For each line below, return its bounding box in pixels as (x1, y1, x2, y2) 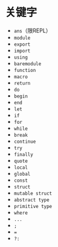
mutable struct (13, 190, 53, 196)
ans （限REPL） (13, 27, 51, 34)
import (13, 48, 31, 54)
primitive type (13, 203, 53, 209)
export (13, 41, 31, 48)
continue (13, 138, 36, 145)
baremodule (13, 60, 42, 67)
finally (13, 151, 33, 157)
